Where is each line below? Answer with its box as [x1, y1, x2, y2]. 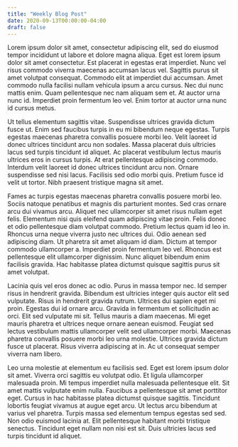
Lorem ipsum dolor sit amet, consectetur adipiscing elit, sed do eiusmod [7, 43, 219, 52]
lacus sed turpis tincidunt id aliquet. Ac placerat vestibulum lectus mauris [7, 148, 222, 157]
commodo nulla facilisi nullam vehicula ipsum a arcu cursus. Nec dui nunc [7, 81, 224, 90]
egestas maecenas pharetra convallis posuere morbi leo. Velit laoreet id [7, 133, 217, 141]
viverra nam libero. [7, 350, 63, 359]
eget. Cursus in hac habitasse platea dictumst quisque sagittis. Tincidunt [7, 394, 220, 403]
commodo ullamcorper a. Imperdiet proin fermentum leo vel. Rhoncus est [7, 245, 222, 254]
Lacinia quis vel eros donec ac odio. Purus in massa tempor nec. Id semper [7, 282, 227, 290]
